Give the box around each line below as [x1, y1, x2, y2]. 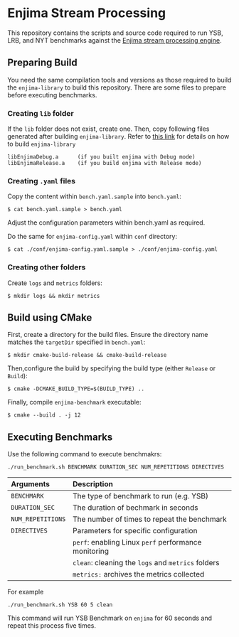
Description [72, 479, 114, 489]
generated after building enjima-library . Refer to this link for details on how [7, 132, 230, 141]
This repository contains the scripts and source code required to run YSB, [7, 28, 224, 37]
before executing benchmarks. [7, 90, 97, 99]
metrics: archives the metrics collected [72, 569, 205, 579]
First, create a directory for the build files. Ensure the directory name [7, 331, 208, 339]
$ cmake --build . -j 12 [7, 412, 81, 419]
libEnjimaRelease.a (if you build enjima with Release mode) [7, 160, 202, 167]
